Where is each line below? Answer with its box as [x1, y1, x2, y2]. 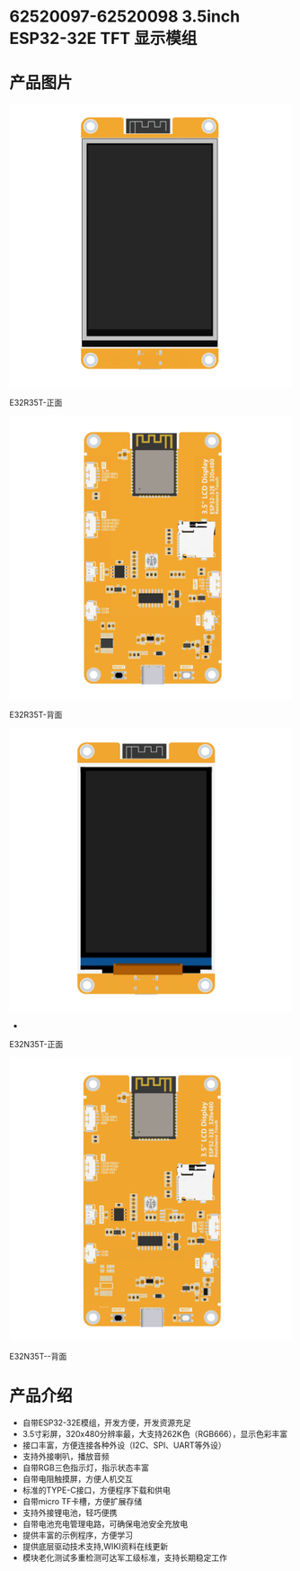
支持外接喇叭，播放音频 [22, 1451, 110, 1462]
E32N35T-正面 [9, 1039, 64, 1050]
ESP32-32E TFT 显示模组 [9, 29, 198, 49]
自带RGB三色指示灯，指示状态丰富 [22, 1462, 150, 1473]
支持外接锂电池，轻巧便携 [22, 1507, 118, 1518]
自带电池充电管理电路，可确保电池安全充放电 [22, 1519, 189, 1530]
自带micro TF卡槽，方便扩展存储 [22, 1496, 143, 1507]
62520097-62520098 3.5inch [9, 6, 241, 27]
